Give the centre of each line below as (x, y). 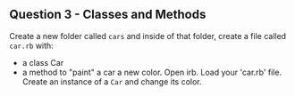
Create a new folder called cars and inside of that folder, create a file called (148, 36)
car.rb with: (31, 45)
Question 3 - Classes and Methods (108, 15)
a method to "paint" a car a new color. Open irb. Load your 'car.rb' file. (152, 72)
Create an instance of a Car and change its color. (112, 81)
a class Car (43, 62)
